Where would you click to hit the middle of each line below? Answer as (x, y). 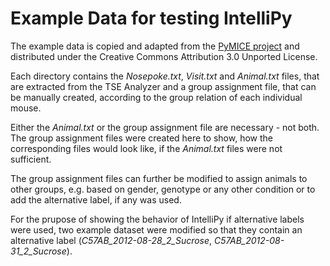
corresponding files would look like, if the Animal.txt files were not (146, 148)
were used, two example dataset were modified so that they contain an (156, 229)
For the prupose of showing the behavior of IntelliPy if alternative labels (157, 219)
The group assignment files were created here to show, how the (141, 138)
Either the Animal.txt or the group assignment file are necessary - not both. (165, 127)
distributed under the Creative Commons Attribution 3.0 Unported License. (164, 56)
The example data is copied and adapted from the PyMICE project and (155, 46)
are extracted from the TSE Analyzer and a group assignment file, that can (163, 86)
